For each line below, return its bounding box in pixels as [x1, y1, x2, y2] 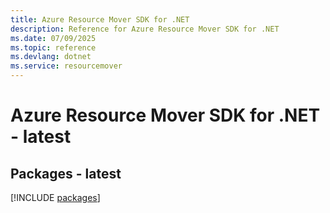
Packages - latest [10, 165, 122, 182]
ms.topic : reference [10, 42, 97, 53]
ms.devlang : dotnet [10, 52, 92, 62]
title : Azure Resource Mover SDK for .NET [10, 14, 190, 25]
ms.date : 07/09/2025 [10, 33, 97, 43]
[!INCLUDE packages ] [10, 192, 101, 203]
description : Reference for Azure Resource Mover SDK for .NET [10, 24, 280, 34]
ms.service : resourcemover [10, 61, 123, 71]
